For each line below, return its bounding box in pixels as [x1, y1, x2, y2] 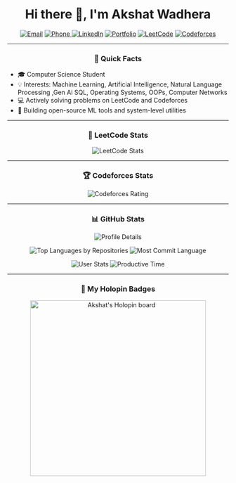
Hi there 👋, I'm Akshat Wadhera [25, 6, 211, 22]
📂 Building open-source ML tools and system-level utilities [17, 106, 186, 115]
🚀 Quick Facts [93, 53, 143, 63]
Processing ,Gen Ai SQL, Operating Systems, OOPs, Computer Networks [17, 88, 228, 97]
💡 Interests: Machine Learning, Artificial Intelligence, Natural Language [17, 80, 223, 89]
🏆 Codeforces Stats [82, 171, 154, 181]
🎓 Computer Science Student [17, 70, 105, 79]
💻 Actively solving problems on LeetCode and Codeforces [17, 96, 188, 105]
